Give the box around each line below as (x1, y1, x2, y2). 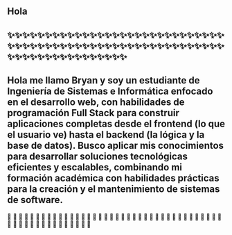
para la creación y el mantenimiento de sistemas (7, 184, 220, 195)
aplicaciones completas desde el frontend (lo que (7, 118, 226, 130)
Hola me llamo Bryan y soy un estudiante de (7, 74, 200, 86)
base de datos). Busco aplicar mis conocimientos (7, 140, 224, 152)
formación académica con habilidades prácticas (7, 172, 220, 184)
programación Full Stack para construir (7, 107, 180, 119)
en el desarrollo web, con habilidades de (7, 97, 185, 108)
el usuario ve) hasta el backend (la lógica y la (7, 129, 205, 141)
